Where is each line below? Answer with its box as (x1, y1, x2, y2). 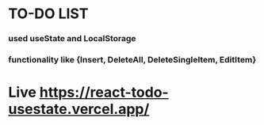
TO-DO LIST (8, 5, 89, 23)
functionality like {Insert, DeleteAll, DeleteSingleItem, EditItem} (8, 55, 257, 66)
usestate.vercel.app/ (8, 100, 150, 119)
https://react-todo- (39, 84, 169, 101)
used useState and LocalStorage (8, 33, 136, 44)
